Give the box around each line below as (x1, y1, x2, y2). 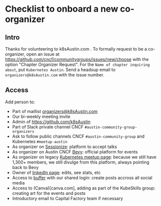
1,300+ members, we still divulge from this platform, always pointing (12, 159, 150, 165)
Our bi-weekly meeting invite (12, 113, 71, 119)
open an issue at (26, 51, 60, 57)
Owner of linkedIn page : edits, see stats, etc (12, 169, 101, 175)
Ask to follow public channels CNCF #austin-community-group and (12, 133, 145, 139)
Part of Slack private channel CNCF (12, 124, 84, 130)
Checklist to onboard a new (5, 3, 119, 15)
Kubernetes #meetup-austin (12, 138, 67, 144)
